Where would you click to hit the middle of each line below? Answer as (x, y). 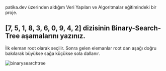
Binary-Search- (136, 28)
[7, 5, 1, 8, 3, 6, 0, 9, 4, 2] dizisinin (58, 28)
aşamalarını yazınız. (53, 36)
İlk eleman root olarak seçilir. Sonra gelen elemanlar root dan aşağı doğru (81, 48)
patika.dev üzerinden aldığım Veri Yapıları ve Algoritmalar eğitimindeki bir (81, 7)
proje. (11, 12)
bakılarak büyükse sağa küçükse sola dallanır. (53, 53)
